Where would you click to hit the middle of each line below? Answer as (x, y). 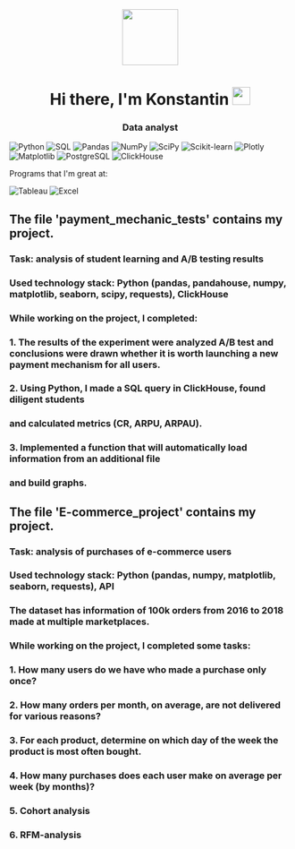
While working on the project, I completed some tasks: (130, 646)
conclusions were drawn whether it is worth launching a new (144, 353)
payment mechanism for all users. (85, 364)
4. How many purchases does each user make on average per (146, 776)
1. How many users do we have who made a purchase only (138, 670)
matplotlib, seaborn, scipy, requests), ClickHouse (119, 294)
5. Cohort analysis (50, 810)
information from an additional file (85, 459)
